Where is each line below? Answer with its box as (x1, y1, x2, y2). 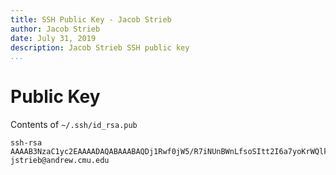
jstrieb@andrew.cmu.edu (10, 156, 110, 166)
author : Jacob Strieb (10, 24, 101, 34)
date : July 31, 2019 (10, 33, 97, 43)
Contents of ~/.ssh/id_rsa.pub (10, 119, 138, 131)
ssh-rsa (10, 138, 43, 148)
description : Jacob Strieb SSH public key (10, 42, 190, 53)
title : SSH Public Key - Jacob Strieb (10, 14, 172, 25)
